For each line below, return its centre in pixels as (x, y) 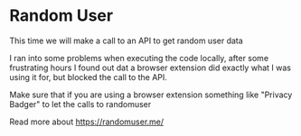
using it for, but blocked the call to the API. (88, 77)
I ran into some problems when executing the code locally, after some (139, 58)
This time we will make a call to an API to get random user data (127, 41)
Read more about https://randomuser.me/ (87, 122)
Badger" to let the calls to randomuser (80, 104)
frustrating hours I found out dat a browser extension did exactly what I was (150, 68)
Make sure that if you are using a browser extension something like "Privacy (151, 95)
